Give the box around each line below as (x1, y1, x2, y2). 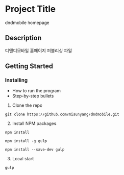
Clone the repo (12, 102, 43, 108)
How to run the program (12, 88, 61, 94)
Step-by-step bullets (12, 93, 54, 99)
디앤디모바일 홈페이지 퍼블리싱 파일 (5, 48, 72, 53)
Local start (12, 156, 34, 162)
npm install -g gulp (5, 139, 48, 144)
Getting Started (5, 62, 53, 71)
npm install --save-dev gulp (5, 147, 65, 152)
